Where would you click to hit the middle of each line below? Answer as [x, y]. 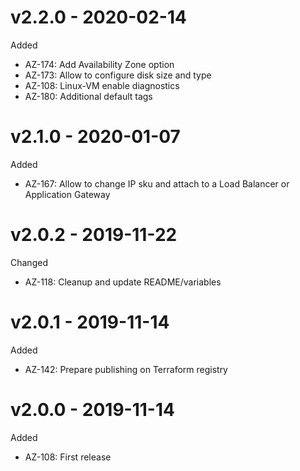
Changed [29, 262]
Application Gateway [67, 194]
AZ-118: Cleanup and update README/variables [123, 282]
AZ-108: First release [68, 457]
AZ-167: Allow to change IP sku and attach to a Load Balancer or [157, 183]
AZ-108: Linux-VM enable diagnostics [102, 85]
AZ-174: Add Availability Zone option [99, 64]
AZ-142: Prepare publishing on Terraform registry [126, 369]
